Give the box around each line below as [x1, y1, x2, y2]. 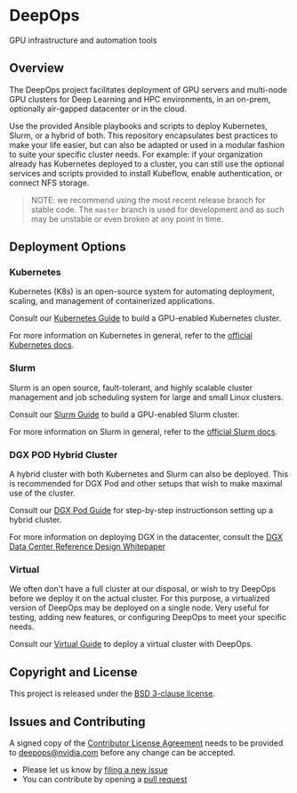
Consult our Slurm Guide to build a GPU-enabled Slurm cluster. [9, 409, 240, 420]
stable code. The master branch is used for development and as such [30, 204, 285, 215]
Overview [9, 61, 65, 76]
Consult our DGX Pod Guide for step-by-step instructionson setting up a [9, 505, 274, 516]
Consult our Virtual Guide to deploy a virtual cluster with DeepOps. [9, 639, 253, 650]
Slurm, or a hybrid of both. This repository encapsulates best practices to [9, 130, 278, 141]
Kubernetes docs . [9, 339, 75, 350]
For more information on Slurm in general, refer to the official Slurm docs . [9, 426, 278, 437]
